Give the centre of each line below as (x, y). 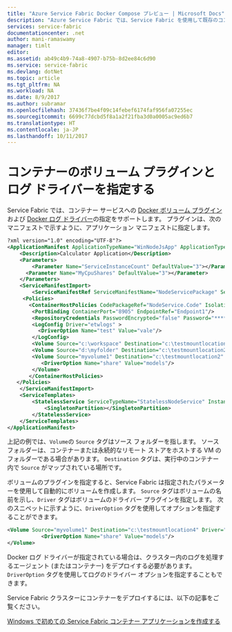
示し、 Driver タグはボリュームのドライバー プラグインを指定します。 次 (121, 500)
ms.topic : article (33, 78)
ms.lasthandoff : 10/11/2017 (48, 136)
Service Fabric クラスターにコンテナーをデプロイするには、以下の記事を (110, 598)
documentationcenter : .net (46, 33)
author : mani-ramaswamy (41, 39)
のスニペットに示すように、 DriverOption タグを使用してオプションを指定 (111, 508)
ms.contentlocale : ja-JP (43, 130)
